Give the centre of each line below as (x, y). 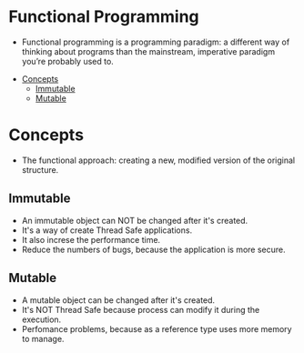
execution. (41, 319)
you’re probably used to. (68, 61)
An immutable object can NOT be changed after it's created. (135, 220)
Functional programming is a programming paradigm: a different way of (156, 42)
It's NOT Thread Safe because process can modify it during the (141, 309)
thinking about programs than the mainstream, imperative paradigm (148, 51)
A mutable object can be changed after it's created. (118, 300)
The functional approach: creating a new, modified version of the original (158, 160)
